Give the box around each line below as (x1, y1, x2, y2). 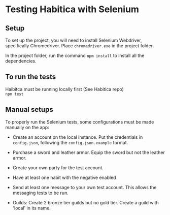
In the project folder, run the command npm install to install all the (5, 52, 145, 58)
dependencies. (5, 58, 37, 64)
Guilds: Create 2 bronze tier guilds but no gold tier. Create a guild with (12, 199, 159, 205)
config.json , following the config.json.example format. (12, 139, 128, 145)
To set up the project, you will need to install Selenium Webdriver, (5, 37, 142, 43)
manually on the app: (5, 124, 49, 130)
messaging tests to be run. (12, 190, 69, 196)
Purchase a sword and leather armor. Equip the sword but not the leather (12, 149, 165, 156)
